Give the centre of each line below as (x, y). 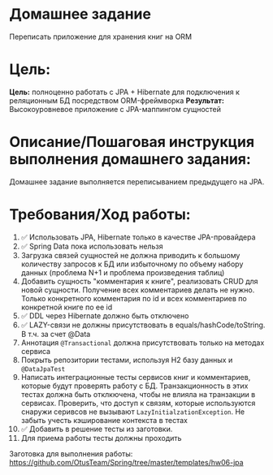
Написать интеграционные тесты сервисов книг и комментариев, (136, 377)
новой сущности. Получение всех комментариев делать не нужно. (138, 290)
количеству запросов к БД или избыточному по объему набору (132, 264)
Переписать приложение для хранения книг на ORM (101, 37)
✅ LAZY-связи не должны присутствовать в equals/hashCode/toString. (143, 325)
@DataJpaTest (43, 369)
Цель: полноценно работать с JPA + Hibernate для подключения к (125, 92)
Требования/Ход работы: (100, 214)
